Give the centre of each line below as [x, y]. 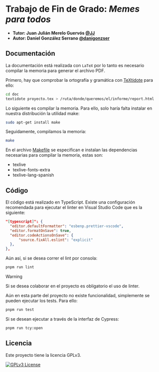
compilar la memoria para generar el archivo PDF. [55, 70]
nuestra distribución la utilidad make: [43, 113]
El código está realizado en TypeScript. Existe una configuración [70, 202]
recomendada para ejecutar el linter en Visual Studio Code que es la [74, 208]
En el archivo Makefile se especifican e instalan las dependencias [71, 150]
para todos [28, 19]
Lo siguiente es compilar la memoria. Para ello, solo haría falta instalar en [79, 108]
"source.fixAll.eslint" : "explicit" [56, 240]
